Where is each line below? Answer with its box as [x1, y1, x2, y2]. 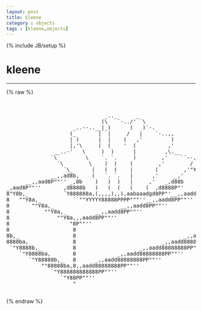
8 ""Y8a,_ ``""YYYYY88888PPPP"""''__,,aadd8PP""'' [6, 196, 194, 203]
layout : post [6, 8, 39, 15]
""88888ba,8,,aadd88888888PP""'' [41, 263, 140, 269]
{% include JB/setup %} [6, 42, 66, 49]
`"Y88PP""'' [60, 275, 96, 281]
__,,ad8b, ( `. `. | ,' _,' [50, 172, 185, 179]
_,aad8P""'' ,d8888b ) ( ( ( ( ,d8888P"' [6, 184, 185, 191]
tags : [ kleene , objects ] [6, 25, 69, 32]
